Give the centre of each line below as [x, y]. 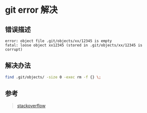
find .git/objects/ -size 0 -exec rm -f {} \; [53, 77]
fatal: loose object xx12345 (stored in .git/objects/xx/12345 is [74, 45]
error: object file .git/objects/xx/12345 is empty [58, 41]
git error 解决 [31, 10]
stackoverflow [31, 106]
